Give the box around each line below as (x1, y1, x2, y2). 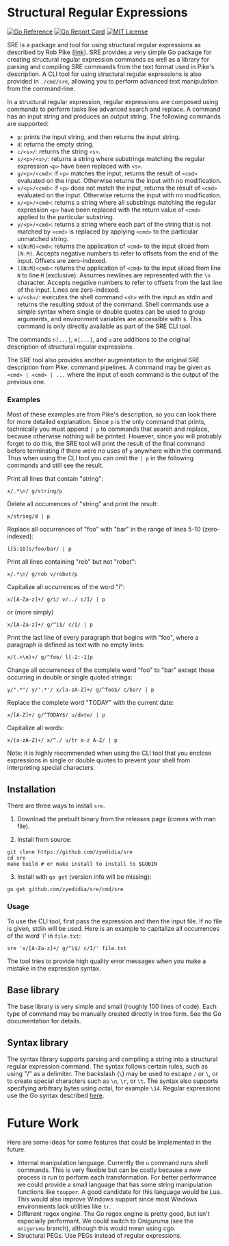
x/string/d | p (7, 513, 51, 520)
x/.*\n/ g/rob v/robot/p (7, 571, 78, 578)
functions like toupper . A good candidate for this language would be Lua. (16, 1187, 222, 1196)
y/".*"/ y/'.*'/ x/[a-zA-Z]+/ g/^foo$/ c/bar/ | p (7, 686, 154, 693)
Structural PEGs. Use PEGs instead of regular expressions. (16, 1231, 183, 1239)
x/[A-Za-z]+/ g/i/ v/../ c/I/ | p (7, 596, 106, 603)
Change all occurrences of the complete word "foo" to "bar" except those (7, 666, 215, 674)
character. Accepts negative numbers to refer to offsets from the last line (16, 278, 223, 286)
